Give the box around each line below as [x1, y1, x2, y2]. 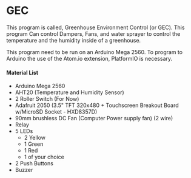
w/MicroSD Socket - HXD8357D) [15, 108, 98, 115]
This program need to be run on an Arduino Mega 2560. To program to [6, 48, 183, 55]
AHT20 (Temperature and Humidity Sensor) [15, 89, 124, 96]
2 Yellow [24, 134, 46, 142]
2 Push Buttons [15, 160, 53, 167]
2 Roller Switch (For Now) [15, 95, 79, 103]
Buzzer [15, 166, 33, 174]
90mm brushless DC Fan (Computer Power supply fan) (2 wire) [15, 115, 173, 122]
